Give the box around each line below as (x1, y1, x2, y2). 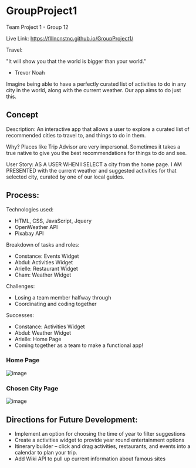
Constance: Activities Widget (14, 323, 85, 330)
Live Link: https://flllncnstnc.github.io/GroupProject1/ (6, 35, 134, 42)
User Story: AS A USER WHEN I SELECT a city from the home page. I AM (6, 160, 182, 168)
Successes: (6, 311, 34, 318)
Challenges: (6, 282, 35, 289)
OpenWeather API (14, 223, 58, 230)
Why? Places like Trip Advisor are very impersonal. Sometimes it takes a (6, 143, 181, 150)
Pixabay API (14, 230, 44, 237)
